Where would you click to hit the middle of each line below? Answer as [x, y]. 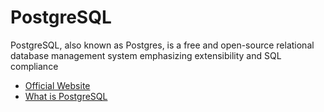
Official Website [57, 85]
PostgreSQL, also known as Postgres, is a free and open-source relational [162, 45]
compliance [34, 66]
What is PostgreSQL [66, 96]
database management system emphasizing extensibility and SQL [146, 55]
